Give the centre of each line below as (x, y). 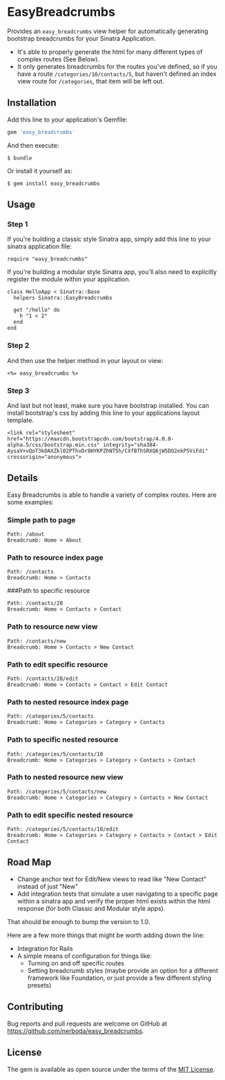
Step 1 (18, 224)
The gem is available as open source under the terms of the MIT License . (111, 1069)
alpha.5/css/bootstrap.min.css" (53, 445)
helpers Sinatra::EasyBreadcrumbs (63, 298)
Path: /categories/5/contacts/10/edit (63, 829)
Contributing (35, 1007)
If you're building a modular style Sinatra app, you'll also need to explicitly (112, 272)
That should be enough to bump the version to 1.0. (79, 921)
